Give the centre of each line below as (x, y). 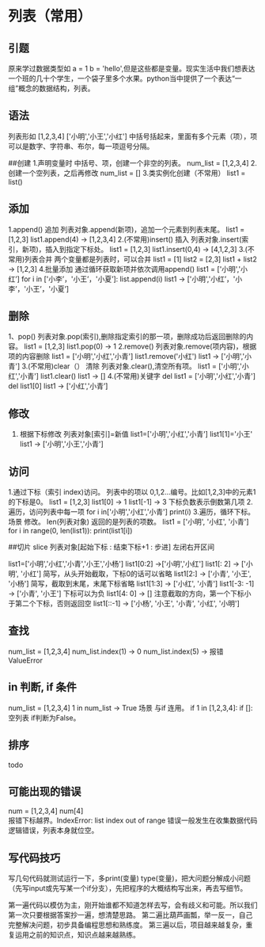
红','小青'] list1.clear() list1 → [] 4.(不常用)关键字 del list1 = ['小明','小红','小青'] (132, 376)
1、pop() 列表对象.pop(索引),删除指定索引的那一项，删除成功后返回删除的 (127, 337)
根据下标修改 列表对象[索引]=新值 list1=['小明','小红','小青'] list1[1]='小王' (136, 434)
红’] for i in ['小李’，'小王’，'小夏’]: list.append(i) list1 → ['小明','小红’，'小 (125, 279)
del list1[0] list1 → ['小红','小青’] (58, 386)
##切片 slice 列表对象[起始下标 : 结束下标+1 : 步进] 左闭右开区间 (112, 547)
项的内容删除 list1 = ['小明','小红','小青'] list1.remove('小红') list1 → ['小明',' (127, 357)
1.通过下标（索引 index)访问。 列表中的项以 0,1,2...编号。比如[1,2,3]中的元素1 (132, 492)
